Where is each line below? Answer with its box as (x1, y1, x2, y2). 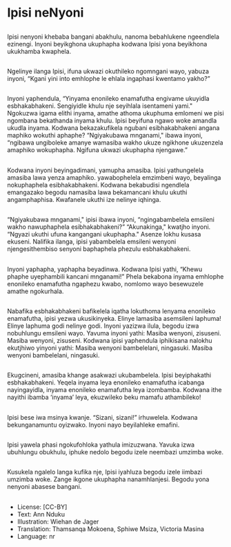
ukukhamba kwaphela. (7, 47, 72, 55)
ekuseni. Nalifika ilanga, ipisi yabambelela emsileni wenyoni (7, 237, 177, 246)
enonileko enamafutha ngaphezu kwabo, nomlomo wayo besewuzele (7, 279, 204, 288)
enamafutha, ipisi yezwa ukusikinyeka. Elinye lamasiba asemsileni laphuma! (7, 314, 222, 322)
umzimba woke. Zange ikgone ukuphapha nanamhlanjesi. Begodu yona (7, 475, 210, 483)
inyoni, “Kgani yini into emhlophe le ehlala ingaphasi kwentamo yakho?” (7, 74, 210, 82)
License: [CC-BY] (17, 503, 68, 511)
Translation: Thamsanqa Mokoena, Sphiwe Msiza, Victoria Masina (17, 524, 205, 533)
